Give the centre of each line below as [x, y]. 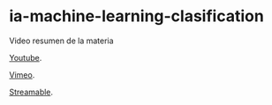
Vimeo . [22, 75]
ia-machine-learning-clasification [137, 16]
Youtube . [26, 57]
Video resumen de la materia [61, 41]
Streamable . [31, 92]
